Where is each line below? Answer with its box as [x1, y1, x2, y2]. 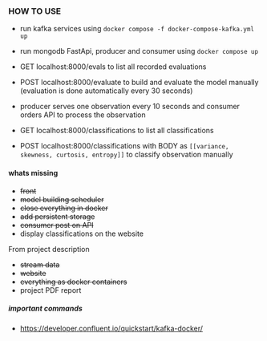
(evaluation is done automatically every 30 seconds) [19, 86, 193, 95]
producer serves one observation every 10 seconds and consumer [19, 102, 241, 112]
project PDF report [19, 285, 82, 294]
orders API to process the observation [19, 110, 146, 120]
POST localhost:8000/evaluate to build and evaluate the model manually [19, 78, 259, 87]
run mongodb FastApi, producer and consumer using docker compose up [19, 47, 259, 56]
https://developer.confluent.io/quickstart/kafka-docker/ [19, 323, 203, 334]
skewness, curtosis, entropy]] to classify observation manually [19, 150, 234, 160]
